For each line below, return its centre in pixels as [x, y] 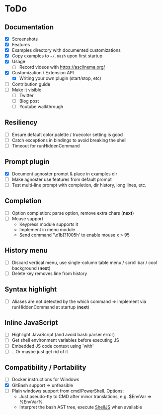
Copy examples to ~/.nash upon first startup [57, 56]
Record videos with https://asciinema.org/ [62, 67]
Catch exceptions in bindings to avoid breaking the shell [69, 140]
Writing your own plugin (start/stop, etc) [60, 78]
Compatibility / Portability [45, 367]
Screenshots [25, 39]
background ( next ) [31, 268]
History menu [26, 250]
